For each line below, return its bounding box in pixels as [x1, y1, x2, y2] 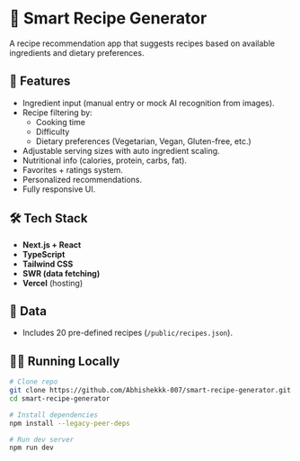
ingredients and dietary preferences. [9, 47, 145, 58]
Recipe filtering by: [22, 107, 93, 118]
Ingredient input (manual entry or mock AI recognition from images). [22, 97, 276, 108]
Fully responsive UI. [22, 184, 96, 194]
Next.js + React [22, 239, 82, 250]
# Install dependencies [9, 410, 99, 420]
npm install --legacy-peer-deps [9, 419, 130, 428]
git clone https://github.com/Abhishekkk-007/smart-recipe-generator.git [9, 386, 292, 395]
